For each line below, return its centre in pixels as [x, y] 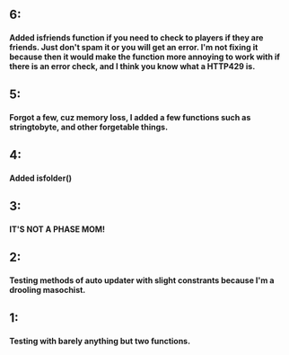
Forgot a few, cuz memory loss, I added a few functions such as [130, 117]
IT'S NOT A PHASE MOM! [57, 229]
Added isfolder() [40, 178]
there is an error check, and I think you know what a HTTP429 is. [132, 66]
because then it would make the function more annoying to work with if [145, 57]
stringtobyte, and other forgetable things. [89, 127]
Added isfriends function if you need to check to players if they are [136, 37]
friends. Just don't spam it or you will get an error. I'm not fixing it [134, 47]
